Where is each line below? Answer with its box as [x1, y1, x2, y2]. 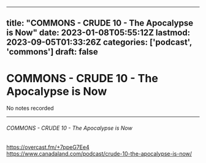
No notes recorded [6, 105, 54, 112]
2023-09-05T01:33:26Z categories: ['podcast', [6, 37, 192, 48]
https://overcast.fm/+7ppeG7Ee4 [6, 143, 90, 151]
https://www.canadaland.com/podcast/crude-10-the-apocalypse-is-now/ [6, 150, 192, 157]
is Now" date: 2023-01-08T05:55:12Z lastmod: [6, 28, 191, 38]
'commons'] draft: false [6, 47, 98, 57]
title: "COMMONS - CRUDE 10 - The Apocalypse [6, 18, 194, 28]
